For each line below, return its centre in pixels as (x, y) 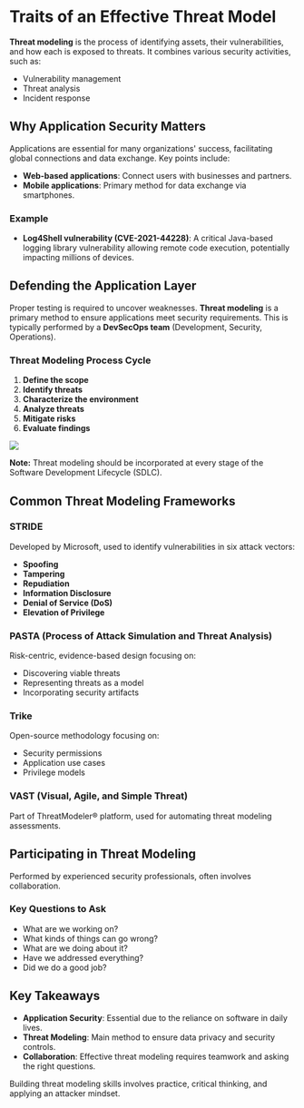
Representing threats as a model (83, 683)
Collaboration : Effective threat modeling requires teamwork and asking (156, 1056)
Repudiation (46, 583)
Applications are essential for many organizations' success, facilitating (141, 148)
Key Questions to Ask (58, 909)
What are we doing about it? (75, 948)
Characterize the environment (80, 399)
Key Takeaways (55, 996)
